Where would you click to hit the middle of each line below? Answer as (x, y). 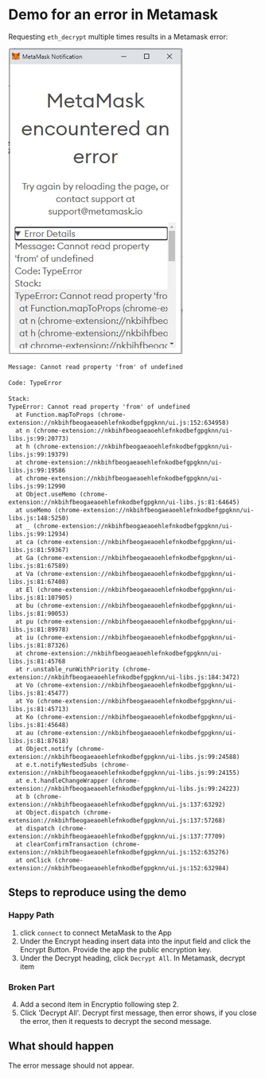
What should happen (61, 1047)
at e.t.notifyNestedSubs (57, 765)
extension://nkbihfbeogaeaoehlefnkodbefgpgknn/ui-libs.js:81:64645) (124, 502)
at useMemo (33, 510)
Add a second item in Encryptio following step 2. (99, 1004)
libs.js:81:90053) (39, 613)
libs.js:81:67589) (39, 566)
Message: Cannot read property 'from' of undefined (95, 367)
